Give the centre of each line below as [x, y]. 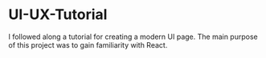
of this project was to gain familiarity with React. [88, 44]
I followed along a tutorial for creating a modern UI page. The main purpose [133, 37]
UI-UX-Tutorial [58, 15]
